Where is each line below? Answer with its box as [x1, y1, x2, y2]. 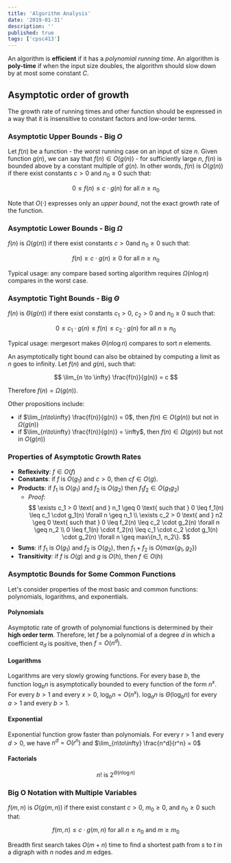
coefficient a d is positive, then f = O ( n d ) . [8, 638, 122, 649]
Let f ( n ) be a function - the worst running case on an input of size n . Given [8, 147, 218, 155]
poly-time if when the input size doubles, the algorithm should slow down [8, 62, 217, 70]
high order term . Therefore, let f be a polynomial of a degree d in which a [8, 630, 215, 639]
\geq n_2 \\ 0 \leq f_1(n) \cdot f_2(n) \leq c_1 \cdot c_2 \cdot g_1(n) [34, 525, 219, 533]
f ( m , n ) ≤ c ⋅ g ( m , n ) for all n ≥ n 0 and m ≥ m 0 [51, 826, 180, 836]
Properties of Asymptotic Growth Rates [8, 451, 141, 461]
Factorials [8, 754, 37, 763]
